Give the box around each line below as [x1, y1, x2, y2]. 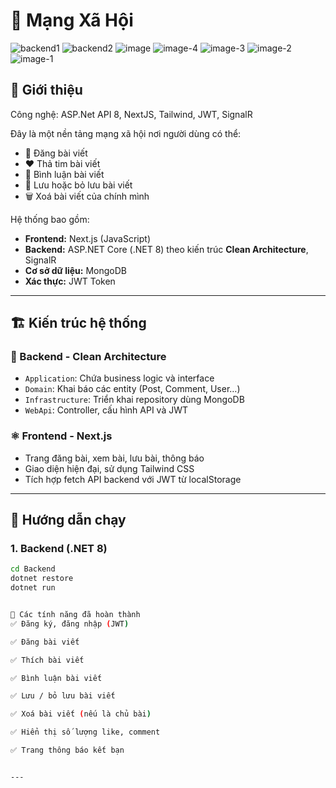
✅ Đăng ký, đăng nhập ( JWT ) [10, 619, 130, 629]
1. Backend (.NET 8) [10, 542, 108, 556]
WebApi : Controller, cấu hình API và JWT [24, 404, 189, 416]
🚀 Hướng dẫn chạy [10, 512, 127, 529]
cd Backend [10, 564, 56, 574]
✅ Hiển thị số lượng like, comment [10, 727, 161, 738]
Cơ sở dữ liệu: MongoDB [24, 264, 127, 276]
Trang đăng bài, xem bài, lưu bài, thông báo [24, 452, 205, 464]
